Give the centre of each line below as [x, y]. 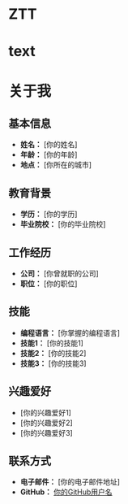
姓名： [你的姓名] [49, 145]
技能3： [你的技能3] [53, 363]
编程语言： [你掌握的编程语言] [70, 332]
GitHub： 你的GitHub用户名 [66, 492]
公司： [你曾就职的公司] [59, 274]
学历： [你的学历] [49, 214]
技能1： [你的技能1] [51, 343]
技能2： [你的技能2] [53, 353]
